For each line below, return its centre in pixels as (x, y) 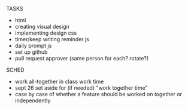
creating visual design (42, 27)
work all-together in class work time (59, 81)
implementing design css (46, 33)
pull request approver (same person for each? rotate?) (82, 58)
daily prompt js (33, 45)
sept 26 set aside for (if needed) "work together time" (81, 88)
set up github (31, 52)
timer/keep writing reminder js (52, 39)
